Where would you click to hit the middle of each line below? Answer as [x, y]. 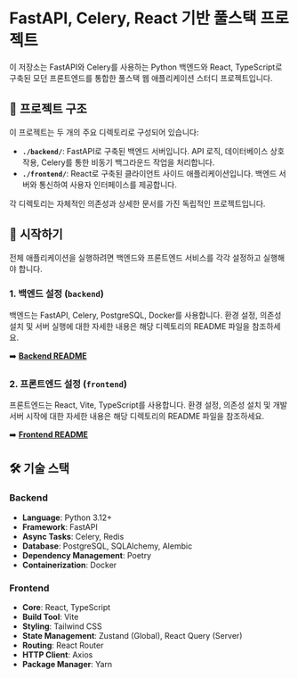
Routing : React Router [63, 645]
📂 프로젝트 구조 [48, 109]
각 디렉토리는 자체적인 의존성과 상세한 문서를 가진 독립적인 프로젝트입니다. [137, 203]
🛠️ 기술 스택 [39, 468]
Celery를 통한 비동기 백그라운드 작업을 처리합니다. [128, 162]
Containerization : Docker [69, 565]
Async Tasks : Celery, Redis [73, 536]
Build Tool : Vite [50, 617]
